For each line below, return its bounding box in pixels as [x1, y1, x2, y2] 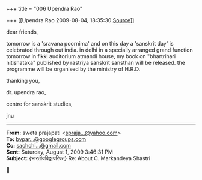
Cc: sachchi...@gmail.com [6, 142, 71, 149]
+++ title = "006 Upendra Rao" [6, 5, 83, 12]
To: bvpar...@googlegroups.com [6, 136, 87, 143]
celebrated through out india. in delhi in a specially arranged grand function [6, 46, 194, 53]
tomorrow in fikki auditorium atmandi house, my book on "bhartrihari [6, 53, 176, 59]
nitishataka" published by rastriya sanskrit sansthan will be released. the [6, 59, 185, 66]
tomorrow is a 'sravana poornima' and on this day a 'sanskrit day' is [6, 40, 174, 47]
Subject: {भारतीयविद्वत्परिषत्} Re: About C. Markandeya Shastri [6, 155, 151, 161]
